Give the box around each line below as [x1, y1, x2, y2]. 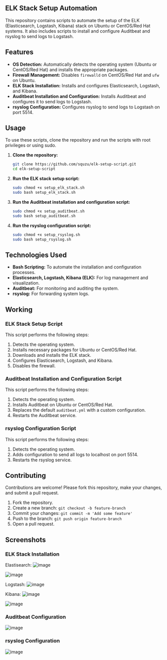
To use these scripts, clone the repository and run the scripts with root [5, 137, 151, 143]
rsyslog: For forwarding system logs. [12, 291, 89, 297]
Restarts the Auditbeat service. [12, 413, 77, 419]
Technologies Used [5, 250, 67, 259]
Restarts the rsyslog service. [12, 457, 72, 463]
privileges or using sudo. [5, 143, 57, 149]
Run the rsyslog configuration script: [12, 222, 91, 228]
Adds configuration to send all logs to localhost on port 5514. [12, 451, 139, 457]
